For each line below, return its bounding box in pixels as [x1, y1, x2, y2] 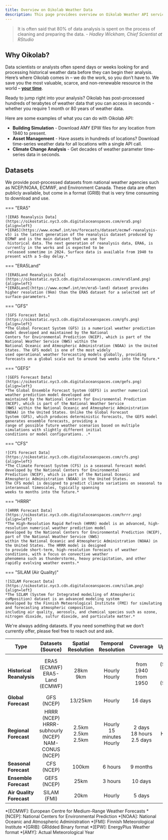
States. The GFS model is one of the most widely [5, 348, 111, 353]
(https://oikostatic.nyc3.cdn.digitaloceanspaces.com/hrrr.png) [5, 512, 142, 517]
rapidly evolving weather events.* [5, 560, 79, 565]
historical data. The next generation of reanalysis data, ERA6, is [7, 241, 153, 246]
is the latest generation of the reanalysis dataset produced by [14, 232, 153, 237]
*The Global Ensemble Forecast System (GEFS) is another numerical [5, 388, 149, 393]
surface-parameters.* [5, 294, 50, 299]
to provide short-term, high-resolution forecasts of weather [5, 547, 137, 552]
